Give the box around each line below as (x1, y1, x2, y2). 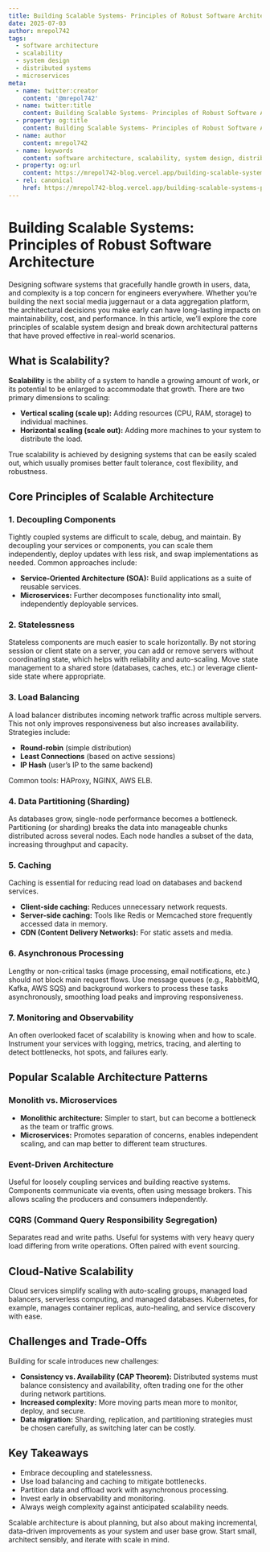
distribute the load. (19, 434, 83, 444)
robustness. (8, 466, 48, 476)
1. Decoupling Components (8, 514, 117, 525)
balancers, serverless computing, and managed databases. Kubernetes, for (8, 1294, 259, 1304)
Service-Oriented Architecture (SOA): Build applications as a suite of (19, 573, 252, 584)
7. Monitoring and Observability (8, 1012, 134, 1023)
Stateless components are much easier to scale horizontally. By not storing (8, 638, 256, 647)
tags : (8, 34, 27, 43)
